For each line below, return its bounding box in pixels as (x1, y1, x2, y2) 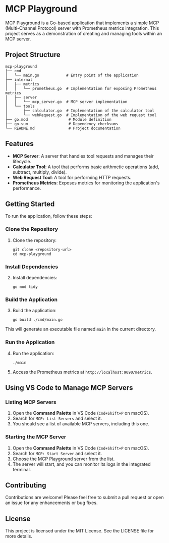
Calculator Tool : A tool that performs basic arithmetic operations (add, (12, 164, 160, 170)
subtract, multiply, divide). (12, 169, 67, 175)
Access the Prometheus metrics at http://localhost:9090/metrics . (12, 369, 152, 375)
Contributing (5, 481, 46, 489)
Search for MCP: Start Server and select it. (12, 450, 102, 456)
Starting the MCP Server (5, 433, 67, 440)
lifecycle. (12, 158, 32, 164)
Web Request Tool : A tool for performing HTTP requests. (12, 174, 132, 180)
